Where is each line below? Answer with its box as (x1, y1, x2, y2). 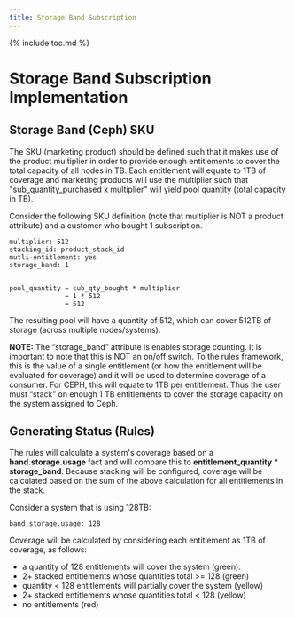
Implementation (9, 87, 128, 107)
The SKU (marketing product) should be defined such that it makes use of (9, 146, 279, 156)
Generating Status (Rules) (9, 424, 155, 440)
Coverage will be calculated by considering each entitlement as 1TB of (9, 535, 266, 546)
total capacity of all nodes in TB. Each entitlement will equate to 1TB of (9, 165, 267, 176)
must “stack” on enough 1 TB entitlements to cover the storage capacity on (9, 388, 283, 400)
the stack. (9, 485, 46, 495)
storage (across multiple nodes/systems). (9, 324, 161, 335)
